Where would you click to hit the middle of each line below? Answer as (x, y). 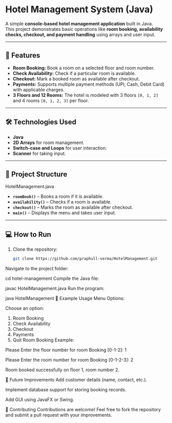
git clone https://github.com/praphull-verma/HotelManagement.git (85, 259)
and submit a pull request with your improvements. (59, 415)
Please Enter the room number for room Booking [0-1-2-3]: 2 (69, 360)
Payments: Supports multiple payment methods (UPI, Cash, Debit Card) (89, 84)
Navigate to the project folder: (37, 269)
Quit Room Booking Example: (43, 340)
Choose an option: (25, 308)
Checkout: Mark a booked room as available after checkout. (76, 78)
